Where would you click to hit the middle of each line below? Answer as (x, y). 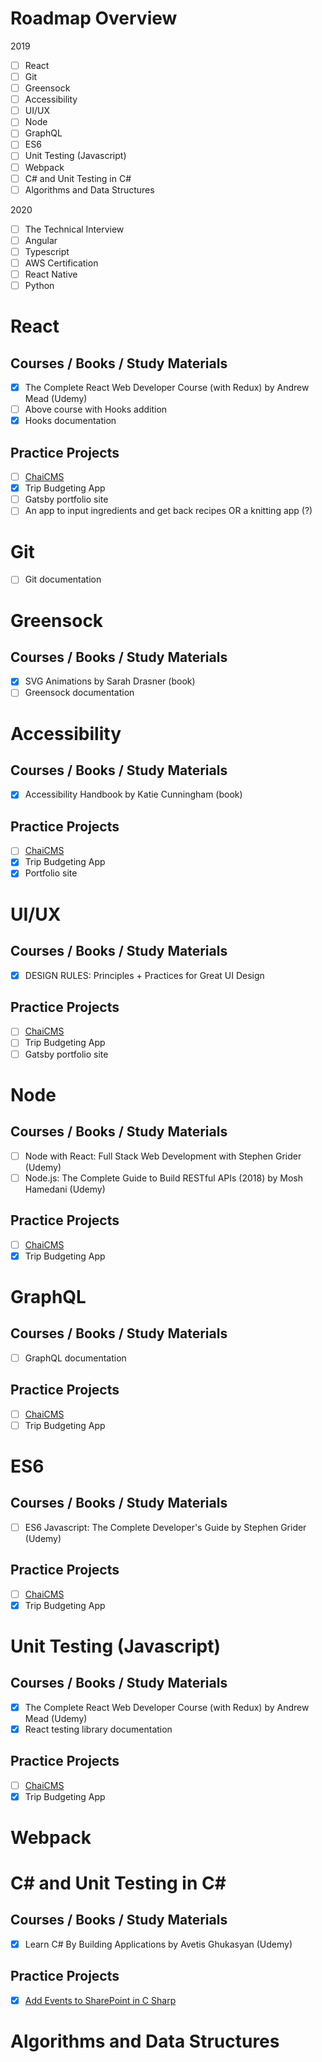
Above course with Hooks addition (96, 409)
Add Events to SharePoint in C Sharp (100, 2000)
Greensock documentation (79, 693)
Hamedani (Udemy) (65, 1189)
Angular (41, 240)
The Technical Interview (74, 229)
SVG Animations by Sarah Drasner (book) (110, 681)
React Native (51, 274)
